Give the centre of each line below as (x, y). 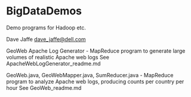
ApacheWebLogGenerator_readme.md (53, 63)
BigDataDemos (44, 11)
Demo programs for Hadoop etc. (46, 28)
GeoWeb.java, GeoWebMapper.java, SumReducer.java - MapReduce (90, 75)
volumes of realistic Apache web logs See (58, 57)
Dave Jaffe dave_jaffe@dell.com (46, 39)
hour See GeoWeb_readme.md (44, 87)
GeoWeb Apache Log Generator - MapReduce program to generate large (96, 51)
